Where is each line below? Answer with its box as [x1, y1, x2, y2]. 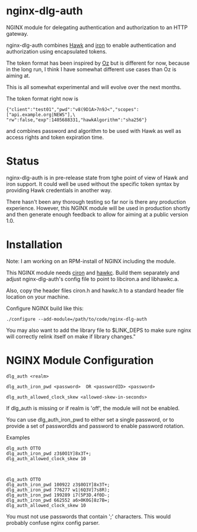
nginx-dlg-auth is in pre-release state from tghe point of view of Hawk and [6, 174, 189, 181]
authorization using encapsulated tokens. [6, 47, 107, 55]
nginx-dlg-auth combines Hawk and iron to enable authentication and [6, 42, 176, 49]
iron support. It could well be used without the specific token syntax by [6, 180, 180, 188]
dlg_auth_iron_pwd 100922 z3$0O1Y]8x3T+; [6, 482, 110, 487]
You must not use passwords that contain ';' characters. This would [6, 512, 171, 520]
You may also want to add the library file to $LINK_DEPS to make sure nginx [6, 327, 192, 334]
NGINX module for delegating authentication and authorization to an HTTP [6, 24, 188, 31]
